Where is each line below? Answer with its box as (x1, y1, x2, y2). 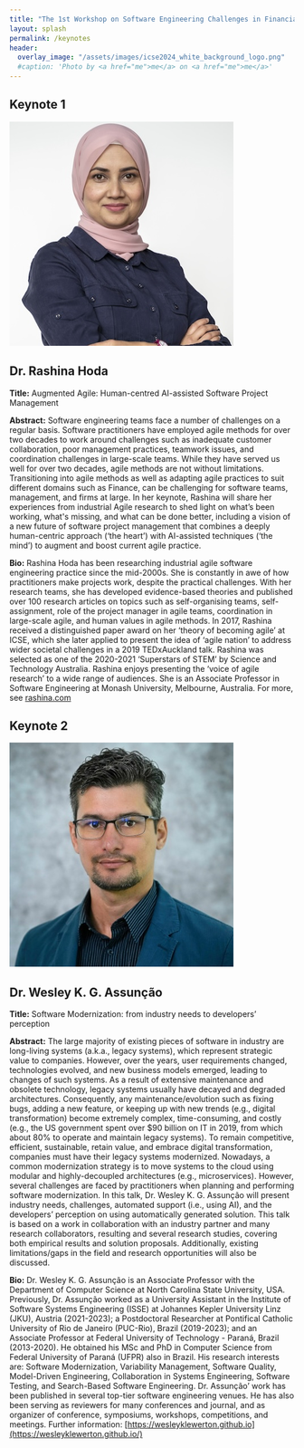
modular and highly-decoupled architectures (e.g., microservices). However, (9, 1171, 294, 1182)
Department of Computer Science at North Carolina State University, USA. (9, 1284, 286, 1295)
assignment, (9, 605, 56, 616)
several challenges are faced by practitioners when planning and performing (9, 1180, 295, 1191)
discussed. (9, 1257, 51, 1268)
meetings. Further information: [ (9, 1419, 128, 1430)
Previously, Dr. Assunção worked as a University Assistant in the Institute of (9, 1294, 291, 1305)
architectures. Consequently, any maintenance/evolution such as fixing (9, 1094, 274, 1105)
